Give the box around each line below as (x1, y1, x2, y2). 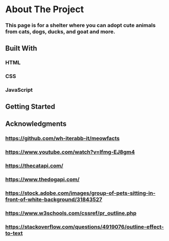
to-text (5, 229, 23, 236)
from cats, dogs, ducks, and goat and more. (5, 28, 116, 35)
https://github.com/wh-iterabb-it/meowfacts (5, 135, 120, 142)
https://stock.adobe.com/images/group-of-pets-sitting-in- (5, 190, 156, 197)
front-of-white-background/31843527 (5, 196, 103, 203)
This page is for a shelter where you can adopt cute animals (5, 22, 156, 29)
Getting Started (5, 102, 55, 111)
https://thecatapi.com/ (5, 162, 64, 169)
